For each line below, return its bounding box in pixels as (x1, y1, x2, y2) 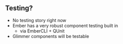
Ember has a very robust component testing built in (12, 22, 118, 28)
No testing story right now (12, 17, 66, 23)
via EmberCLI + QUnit (19, 27, 65, 34)
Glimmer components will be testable (12, 33, 89, 39)
